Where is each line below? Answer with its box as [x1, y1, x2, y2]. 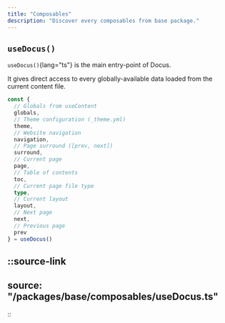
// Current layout [14, 196, 69, 203]
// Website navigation [14, 129, 81, 136]
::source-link [7, 255, 66, 267]
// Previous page [14, 222, 66, 229]
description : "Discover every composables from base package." [7, 17, 200, 24]
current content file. [7, 82, 66, 91]
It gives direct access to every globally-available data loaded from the [7, 74, 213, 83]
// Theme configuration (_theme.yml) [14, 116, 126, 123]
